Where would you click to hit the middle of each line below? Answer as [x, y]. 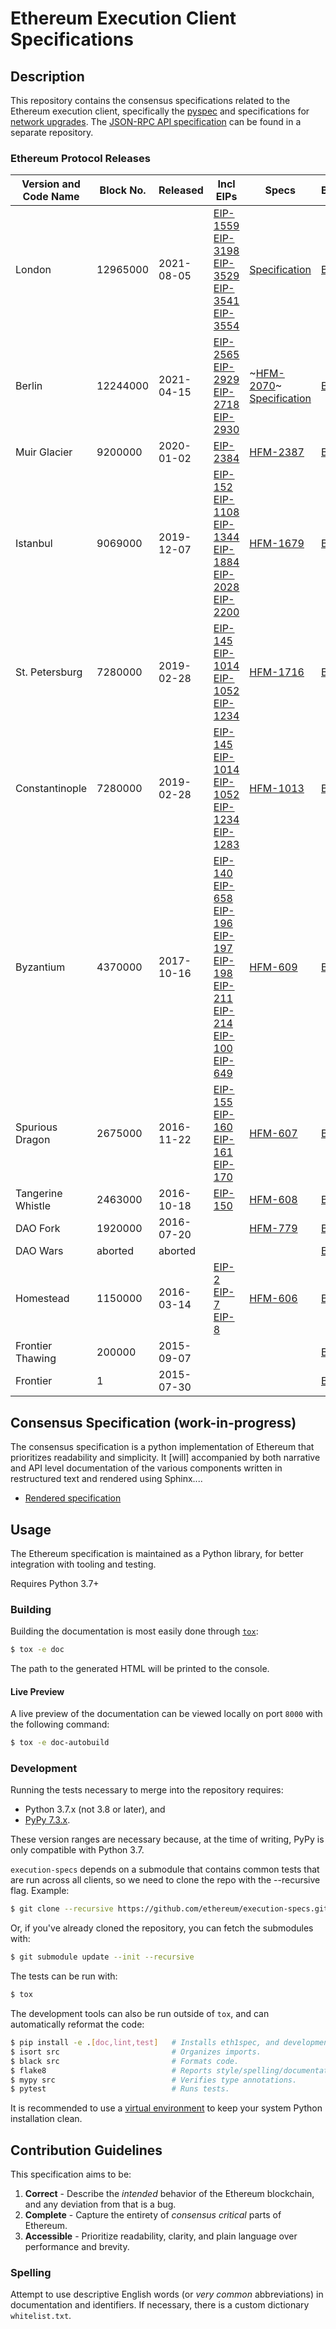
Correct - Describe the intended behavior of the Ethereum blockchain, [169, 2194]
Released [181, 190]
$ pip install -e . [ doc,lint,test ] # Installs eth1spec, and [145, 2043]
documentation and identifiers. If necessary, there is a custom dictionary [160, 2305]
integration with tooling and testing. [83, 1564]
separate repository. [52, 132]
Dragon [33, 1140]
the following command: [60, 1724]
